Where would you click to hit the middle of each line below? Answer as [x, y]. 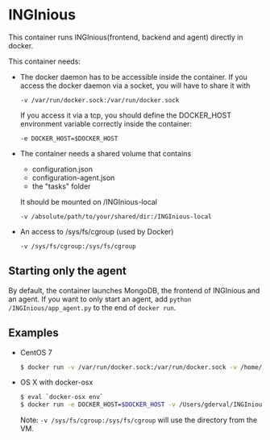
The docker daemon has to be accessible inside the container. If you [134, 77]
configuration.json [62, 169]
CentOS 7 [36, 352]
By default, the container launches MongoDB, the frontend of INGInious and [134, 290]
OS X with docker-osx [56, 382]
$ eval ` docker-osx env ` [62, 397]
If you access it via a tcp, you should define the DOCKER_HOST [126, 115]
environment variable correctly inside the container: [106, 123]
